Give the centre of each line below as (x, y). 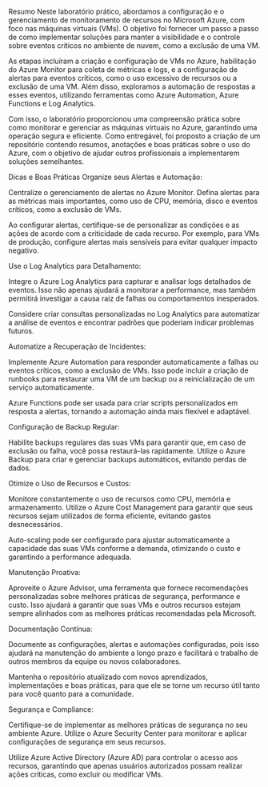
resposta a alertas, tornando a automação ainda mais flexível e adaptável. (130, 411)
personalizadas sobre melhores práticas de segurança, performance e (124, 596)
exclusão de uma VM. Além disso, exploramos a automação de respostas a (132, 86)
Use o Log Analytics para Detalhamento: (75, 266)
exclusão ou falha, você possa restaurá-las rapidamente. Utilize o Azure (127, 451)
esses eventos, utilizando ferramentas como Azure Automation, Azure (124, 95)
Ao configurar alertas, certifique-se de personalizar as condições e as (124, 225)
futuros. (21, 331)
